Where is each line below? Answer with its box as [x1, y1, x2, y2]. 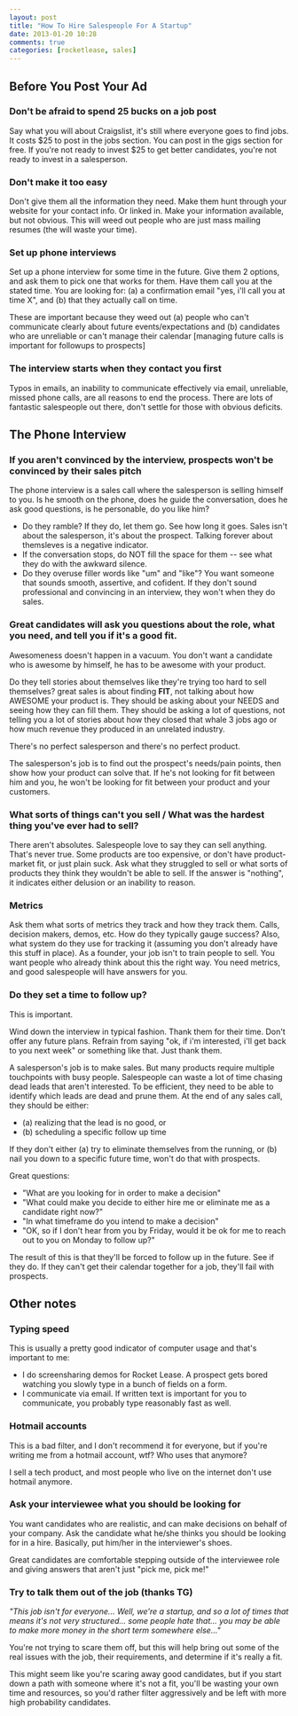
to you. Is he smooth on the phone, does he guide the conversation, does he [9, 494, 288, 505]
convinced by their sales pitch [9, 465, 142, 477]
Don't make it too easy [9, 176, 108, 188]
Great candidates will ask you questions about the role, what [9, 618, 275, 631]
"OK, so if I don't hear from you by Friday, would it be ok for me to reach [21, 1225, 286, 1235]
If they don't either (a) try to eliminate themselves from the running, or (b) [9, 1143, 278, 1154]
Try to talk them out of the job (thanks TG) [9, 1586, 193, 1598]
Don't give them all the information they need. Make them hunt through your [9, 196, 287, 207]
